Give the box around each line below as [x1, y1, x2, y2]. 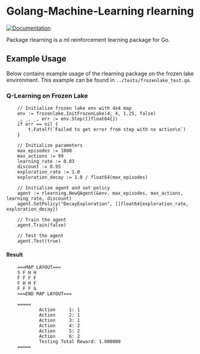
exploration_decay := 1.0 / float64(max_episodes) [17, 174, 148, 180]
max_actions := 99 [17, 153, 64, 159]
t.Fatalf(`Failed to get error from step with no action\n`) [28, 126, 187, 133]
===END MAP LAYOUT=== [17, 291, 72, 297]
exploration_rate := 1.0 [17, 169, 80, 175]
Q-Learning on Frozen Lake [6, 91, 88, 100]
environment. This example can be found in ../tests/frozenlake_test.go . [6, 76, 191, 83]
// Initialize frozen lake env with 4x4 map [17, 105, 132, 112]
